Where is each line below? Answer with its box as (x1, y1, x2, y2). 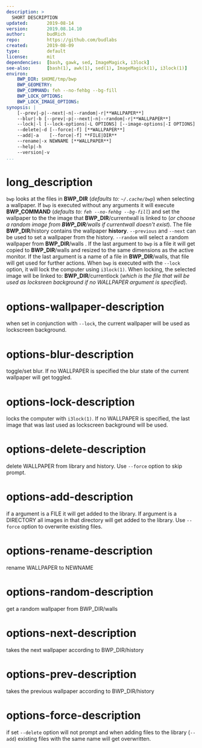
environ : (6, 71, 28, 77)
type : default (6, 48, 66, 54)
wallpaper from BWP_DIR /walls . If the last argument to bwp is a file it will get (6, 240, 195, 248)
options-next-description (6, 627, 137, 640)
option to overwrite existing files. (21, 523, 103, 530)
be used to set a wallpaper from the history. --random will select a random (6, 234, 189, 241)
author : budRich (6, 31, 66, 37)
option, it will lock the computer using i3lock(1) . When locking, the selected (6, 266, 196, 273)
